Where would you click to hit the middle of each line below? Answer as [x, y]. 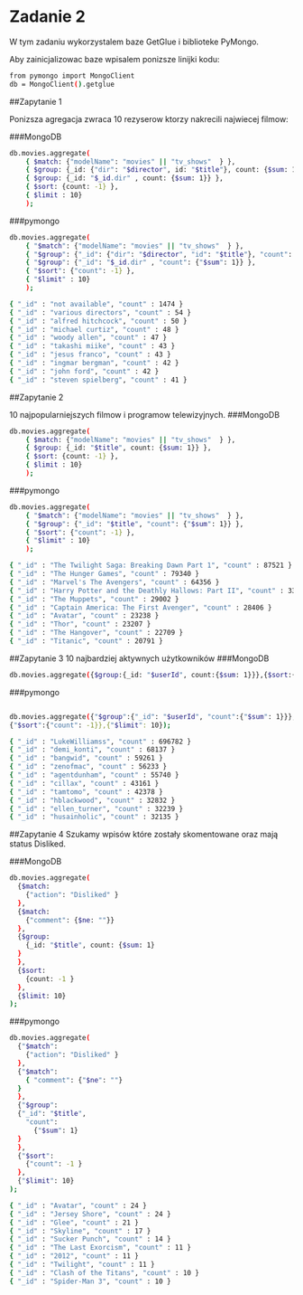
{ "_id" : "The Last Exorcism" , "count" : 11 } [101, 1248]
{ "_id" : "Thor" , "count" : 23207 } [80, 624]
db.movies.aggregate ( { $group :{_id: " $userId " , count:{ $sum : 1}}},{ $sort [149, 675]
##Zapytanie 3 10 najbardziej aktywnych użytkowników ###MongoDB [139, 658]
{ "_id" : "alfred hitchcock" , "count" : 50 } [98, 321]
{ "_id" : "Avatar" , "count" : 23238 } [84, 616]
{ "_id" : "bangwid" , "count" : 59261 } [87, 758]
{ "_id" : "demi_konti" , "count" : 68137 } [92, 750]
